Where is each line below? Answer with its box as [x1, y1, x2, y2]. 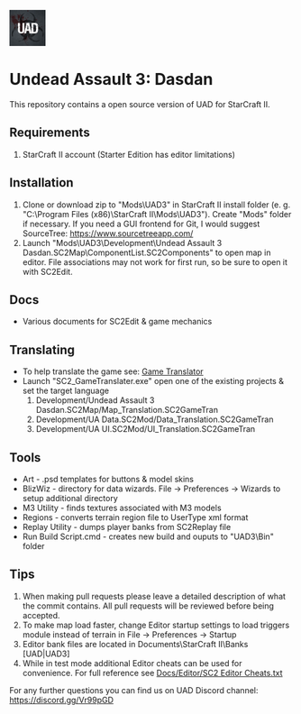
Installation [9, 175, 74, 190]
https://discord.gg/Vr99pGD [9, 694, 114, 705]
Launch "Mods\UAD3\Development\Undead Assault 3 [22, 237, 223, 248]
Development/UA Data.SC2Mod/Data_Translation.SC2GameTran [35, 414, 274, 425]
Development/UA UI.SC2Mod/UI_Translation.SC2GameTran [35, 424, 256, 435]
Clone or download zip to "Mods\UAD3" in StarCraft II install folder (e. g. [22, 199, 291, 210]
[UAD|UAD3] [22, 648, 70, 659]
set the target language [22, 385, 110, 397]
